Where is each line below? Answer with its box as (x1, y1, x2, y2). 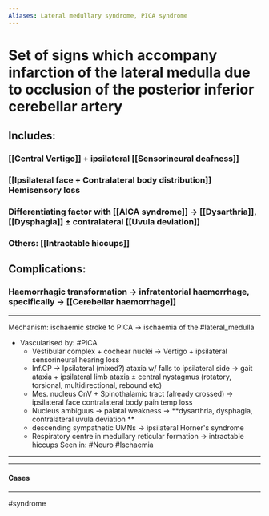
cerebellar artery (8, 97, 122, 115)
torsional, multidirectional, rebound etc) (31, 380, 163, 389)
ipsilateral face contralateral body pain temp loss (31, 397, 193, 407)
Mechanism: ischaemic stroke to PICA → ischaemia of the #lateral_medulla (8, 322, 255, 332)
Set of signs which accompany (8, 46, 218, 64)
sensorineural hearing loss (31, 354, 120, 365)
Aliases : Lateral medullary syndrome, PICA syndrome (8, 11, 188, 20)
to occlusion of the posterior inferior (8, 80, 255, 99)
